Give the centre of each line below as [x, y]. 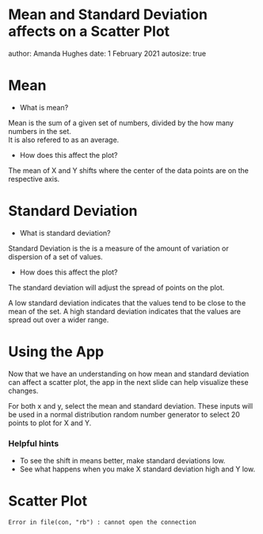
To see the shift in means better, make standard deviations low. [122, 461]
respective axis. [34, 179]
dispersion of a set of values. [55, 256]
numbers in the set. [40, 131]
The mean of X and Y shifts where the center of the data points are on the [129, 170]
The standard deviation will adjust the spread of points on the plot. [116, 287]
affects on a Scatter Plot [89, 31]
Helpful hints [34, 444]
